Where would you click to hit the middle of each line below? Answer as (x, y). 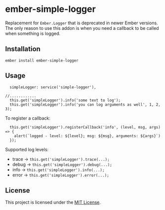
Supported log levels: (27, 149)
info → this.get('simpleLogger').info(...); (58, 169)
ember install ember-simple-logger (42, 61)
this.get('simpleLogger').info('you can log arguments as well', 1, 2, (85, 105)
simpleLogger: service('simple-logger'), (53, 87)
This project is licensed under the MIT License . (53, 203)
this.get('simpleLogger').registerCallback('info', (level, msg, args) (85, 127)
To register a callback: (28, 118)
